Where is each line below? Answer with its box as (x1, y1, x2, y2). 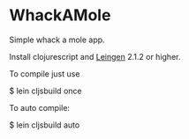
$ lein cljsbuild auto (9, 120, 80, 130)
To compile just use (9, 68, 80, 79)
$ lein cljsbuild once (9, 85, 82, 96)
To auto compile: (9, 102, 71, 113)
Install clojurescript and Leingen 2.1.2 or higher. (9, 51, 181, 62)
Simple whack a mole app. (9, 34, 105, 45)
